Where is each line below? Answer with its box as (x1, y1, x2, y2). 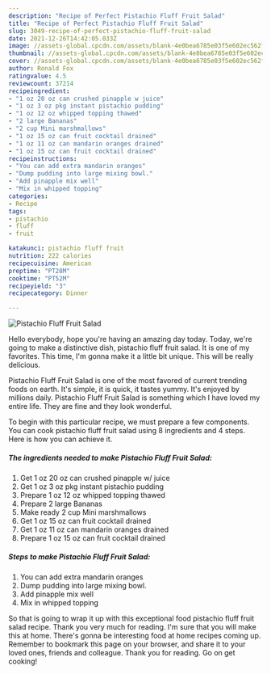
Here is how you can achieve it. (8, 434, 113, 444)
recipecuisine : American (8, 259, 92, 267)
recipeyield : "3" (8, 282, 67, 290)
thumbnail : (8, 49, 45, 57)
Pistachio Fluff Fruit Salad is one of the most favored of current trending (8, 376, 248, 385)
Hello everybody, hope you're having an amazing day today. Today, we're (8, 335, 252, 344)
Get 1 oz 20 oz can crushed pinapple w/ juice (19, 474, 171, 483)
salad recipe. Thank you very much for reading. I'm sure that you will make (8, 622, 256, 632)
